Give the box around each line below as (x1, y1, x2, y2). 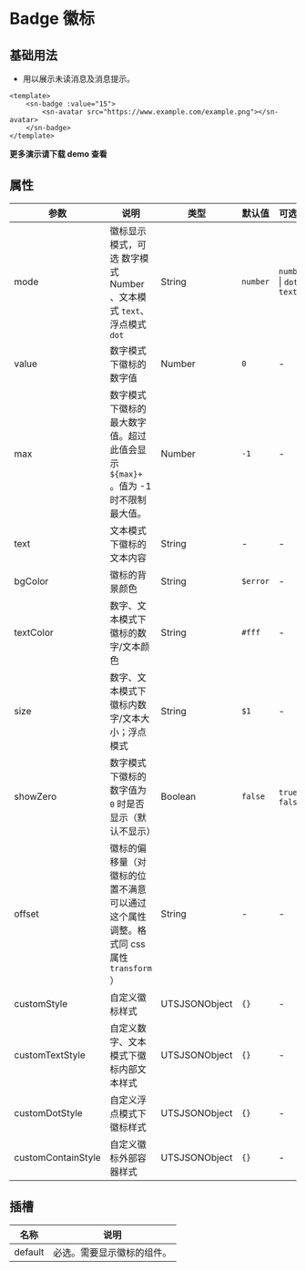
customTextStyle (14, 1049, 87, 1061)
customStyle (14, 997, 68, 1010)
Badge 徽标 (9, 8, 96, 29)
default (14, 1245, 45, 1258)
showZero (14, 790, 57, 803)
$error (240, 576, 270, 586)
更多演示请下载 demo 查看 (9, 149, 107, 159)
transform (109, 963, 152, 973)
